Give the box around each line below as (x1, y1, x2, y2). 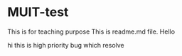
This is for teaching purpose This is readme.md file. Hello (7, 27, 176, 36)
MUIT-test (7, 4, 69, 20)
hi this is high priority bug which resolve (7, 41, 124, 49)
